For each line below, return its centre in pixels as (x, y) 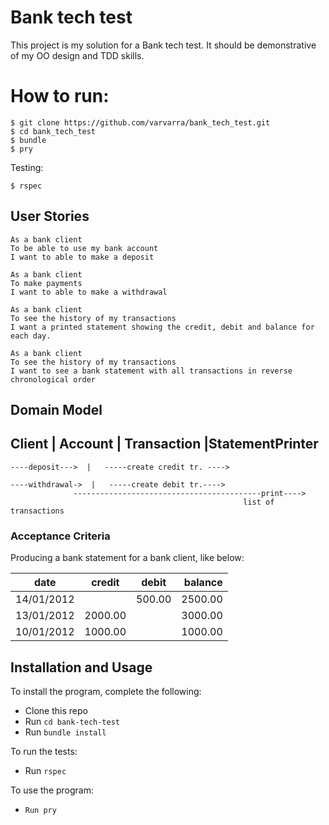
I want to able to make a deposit (82, 257)
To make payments (46, 283)
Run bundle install (65, 732)
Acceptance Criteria (60, 536)
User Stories (50, 216)
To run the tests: (44, 751)
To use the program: (52, 790)
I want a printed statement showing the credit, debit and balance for (162, 327)
